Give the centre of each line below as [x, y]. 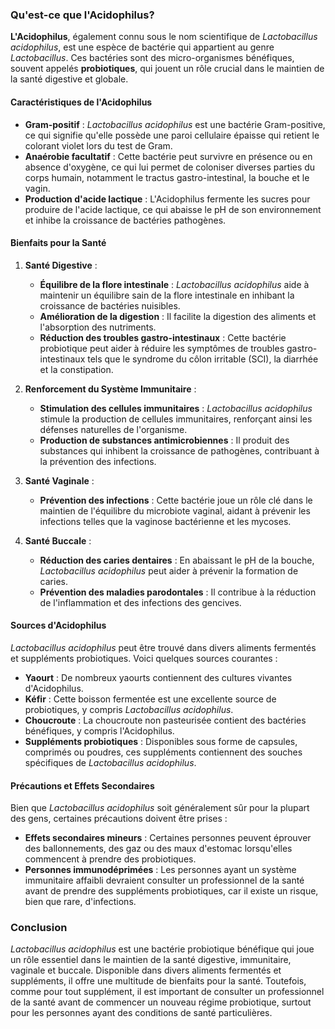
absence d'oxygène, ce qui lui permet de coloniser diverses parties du [170, 167]
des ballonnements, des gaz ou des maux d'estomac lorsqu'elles [158, 849]
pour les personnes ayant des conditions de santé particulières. [141, 1013]
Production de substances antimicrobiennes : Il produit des [164, 440]
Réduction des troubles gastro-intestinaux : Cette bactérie [163, 337]
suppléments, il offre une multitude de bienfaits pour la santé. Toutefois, [158, 981]
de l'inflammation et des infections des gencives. [140, 602]
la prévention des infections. [98, 461]
